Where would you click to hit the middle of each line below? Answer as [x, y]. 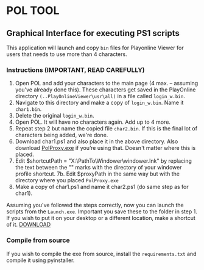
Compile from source [38, 240]
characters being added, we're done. [62, 135]
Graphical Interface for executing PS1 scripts [93, 33]
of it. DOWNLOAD [29, 225]
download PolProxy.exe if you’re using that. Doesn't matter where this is [105, 148]
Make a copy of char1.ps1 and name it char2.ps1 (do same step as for [102, 187]
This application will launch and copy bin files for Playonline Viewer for [95, 48]
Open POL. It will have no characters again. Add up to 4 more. [93, 122]
